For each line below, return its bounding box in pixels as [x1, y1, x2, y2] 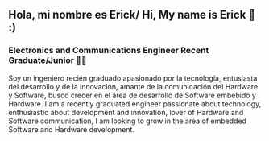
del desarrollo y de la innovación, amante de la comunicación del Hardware [8, 81, 259, 91]
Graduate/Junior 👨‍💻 [8, 55, 87, 66]
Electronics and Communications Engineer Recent [8, 45, 209, 56]
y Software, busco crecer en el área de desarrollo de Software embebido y [8, 90, 256, 100]
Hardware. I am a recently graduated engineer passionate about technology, [8, 98, 262, 109]
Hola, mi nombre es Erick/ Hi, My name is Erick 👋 [8, 8, 256, 22]
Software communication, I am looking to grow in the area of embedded [8, 116, 247, 126]
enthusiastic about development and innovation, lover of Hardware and [8, 107, 244, 117]
